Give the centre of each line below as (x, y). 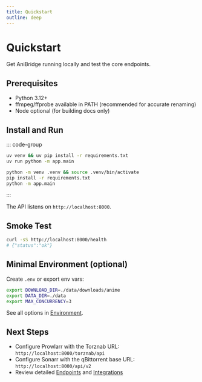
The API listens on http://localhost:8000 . (59, 207)
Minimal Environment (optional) (67, 264)
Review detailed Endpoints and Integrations (69, 372)
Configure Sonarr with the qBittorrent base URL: (75, 360)
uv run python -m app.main (40, 161)
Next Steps (28, 332)
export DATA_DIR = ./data (36, 296)
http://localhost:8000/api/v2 (53, 367)
